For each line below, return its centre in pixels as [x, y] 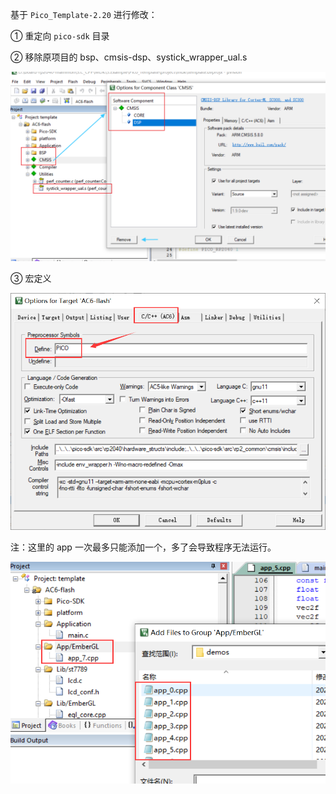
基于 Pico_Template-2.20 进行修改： [84, 14]
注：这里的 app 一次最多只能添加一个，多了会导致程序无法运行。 [143, 547]
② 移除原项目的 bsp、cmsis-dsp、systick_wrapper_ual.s [129, 57]
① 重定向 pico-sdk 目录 [60, 36]
